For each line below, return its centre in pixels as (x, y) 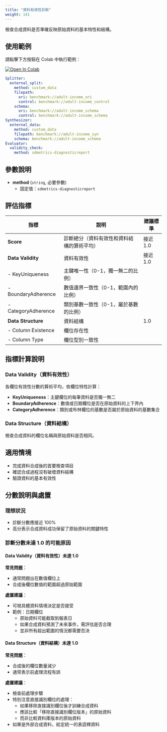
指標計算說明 (25, 359)
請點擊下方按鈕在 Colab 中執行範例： (43, 59)
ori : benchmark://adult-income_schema (58, 111)
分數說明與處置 (28, 495)
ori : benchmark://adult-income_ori (55, 97)
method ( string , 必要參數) (40, 182)
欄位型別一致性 (81, 340)
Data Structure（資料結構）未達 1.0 (42, 643)
